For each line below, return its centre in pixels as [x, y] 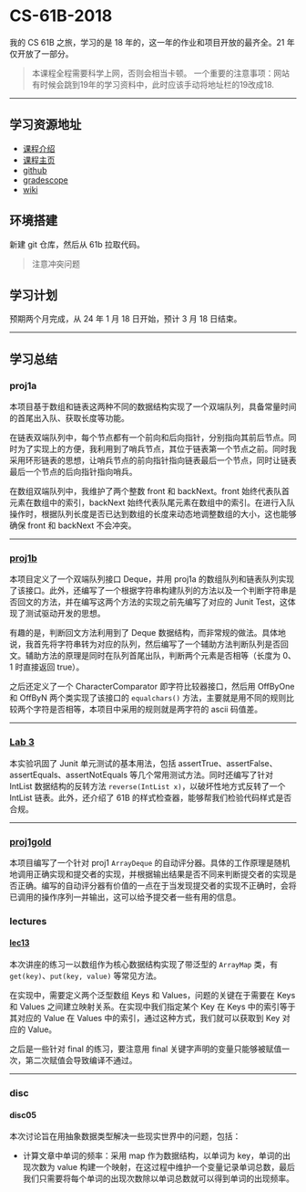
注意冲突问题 [56, 264]
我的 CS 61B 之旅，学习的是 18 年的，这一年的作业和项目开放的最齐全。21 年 [152, 42]
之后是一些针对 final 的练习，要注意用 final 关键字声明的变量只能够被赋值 [146, 1049]
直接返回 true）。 [53, 667]
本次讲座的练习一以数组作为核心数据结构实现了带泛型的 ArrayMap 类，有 [144, 965]
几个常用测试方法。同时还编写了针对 [206, 775]
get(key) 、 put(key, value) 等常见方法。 [86, 976]
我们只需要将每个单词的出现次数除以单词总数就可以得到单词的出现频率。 [158, 1178]
